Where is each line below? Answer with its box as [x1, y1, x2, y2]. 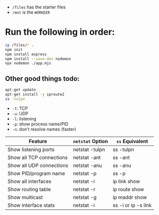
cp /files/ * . [5, 43, 34, 48]
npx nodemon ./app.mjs [5, 61, 51, 66]
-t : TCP [12, 105, 28, 111]
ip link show [113, 178, 140, 185]
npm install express [5, 51, 47, 57]
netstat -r [73, 186, 95, 192]
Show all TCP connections [7, 154, 68, 161]
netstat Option [73, 138, 109, 144]
